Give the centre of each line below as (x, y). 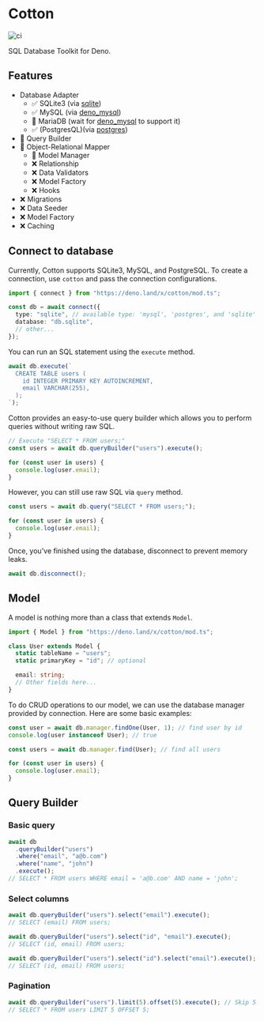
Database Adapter (49, 95)
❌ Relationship (55, 164)
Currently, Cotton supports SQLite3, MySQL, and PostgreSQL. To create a (128, 270)
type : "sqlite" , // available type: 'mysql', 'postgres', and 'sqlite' (136, 315)
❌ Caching (37, 225)
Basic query (32, 825)
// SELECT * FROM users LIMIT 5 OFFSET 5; (79, 1010)
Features (30, 76)
